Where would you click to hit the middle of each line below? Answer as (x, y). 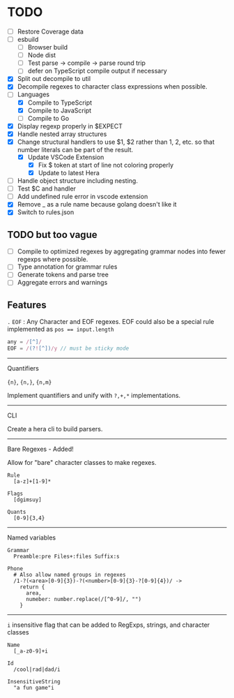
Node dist (42, 55)
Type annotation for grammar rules (67, 267)
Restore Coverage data (50, 31)
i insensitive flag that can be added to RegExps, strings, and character (109, 625)
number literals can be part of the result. (75, 149)
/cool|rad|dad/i (37, 669)
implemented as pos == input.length (61, 329)
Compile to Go (48, 118)
